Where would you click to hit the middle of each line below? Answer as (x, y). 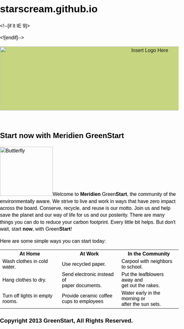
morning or (134, 299)
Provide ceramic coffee (87, 296)
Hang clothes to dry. (25, 280)
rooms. (10, 302)
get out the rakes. (141, 286)
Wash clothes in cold (25, 261)
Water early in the (141, 293)
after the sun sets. (141, 304)
